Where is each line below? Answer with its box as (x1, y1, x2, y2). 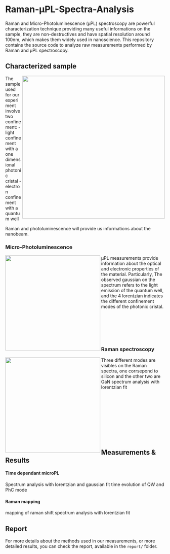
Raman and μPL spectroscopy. (5, 47, 69, 53)
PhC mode (5, 487, 27, 493)
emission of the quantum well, (101, 288, 164, 294)
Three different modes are (101, 357, 156, 363)
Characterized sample (5, 62, 77, 71)
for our (5, 91, 20, 97)
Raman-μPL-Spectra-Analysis (5, 4, 134, 15)
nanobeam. (5, 231, 29, 237)
